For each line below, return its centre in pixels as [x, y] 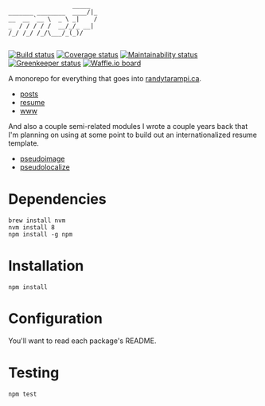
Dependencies [57, 199]
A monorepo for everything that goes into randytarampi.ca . [105, 78]
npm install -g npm [41, 234]
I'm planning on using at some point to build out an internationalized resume [132, 135]
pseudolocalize [45, 167]
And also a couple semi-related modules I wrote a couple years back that [128, 126]
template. [24, 143]
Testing [34, 373]
